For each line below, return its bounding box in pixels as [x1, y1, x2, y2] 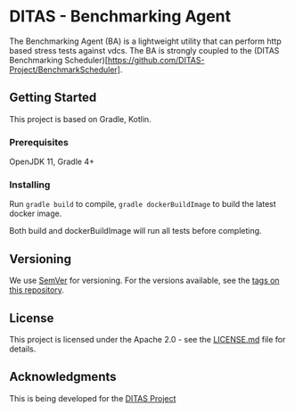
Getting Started [9, 90, 97, 105]
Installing [9, 178, 51, 191]
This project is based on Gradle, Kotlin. [9, 113, 152, 124]
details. [9, 343, 37, 354]
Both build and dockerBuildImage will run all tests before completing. [9, 226, 262, 236]
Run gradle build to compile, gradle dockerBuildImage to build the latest [9, 199, 276, 210]
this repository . [9, 285, 65, 295]
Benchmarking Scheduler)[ [9, 54, 109, 65]
